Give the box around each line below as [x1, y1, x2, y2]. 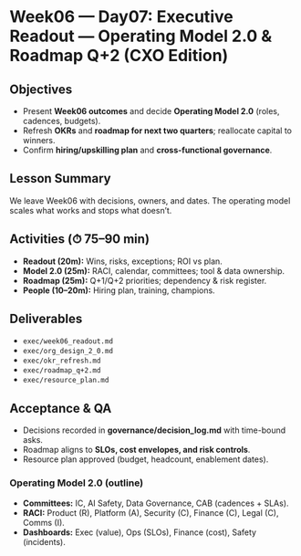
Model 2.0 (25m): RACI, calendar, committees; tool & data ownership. [22, 265, 285, 276]
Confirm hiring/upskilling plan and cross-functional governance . [22, 144, 273, 155]
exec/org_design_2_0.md [22, 347, 114, 356]
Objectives [9, 81, 73, 97]
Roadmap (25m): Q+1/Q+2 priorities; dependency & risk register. [22, 275, 267, 286]
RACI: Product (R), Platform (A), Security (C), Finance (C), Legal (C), [22, 507, 280, 518]
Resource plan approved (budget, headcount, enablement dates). [22, 454, 269, 465]
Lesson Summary [9, 171, 111, 186]
